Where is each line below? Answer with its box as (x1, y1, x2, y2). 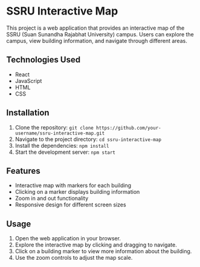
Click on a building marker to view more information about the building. (15, 248, 192, 255)
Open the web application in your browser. (15, 235, 121, 242)
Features (6, 165, 40, 176)
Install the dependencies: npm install (15, 142, 109, 149)
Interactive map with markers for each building (15, 182, 132, 189)
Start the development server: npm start (15, 148, 116, 156)
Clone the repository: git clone (15, 124, 94, 131)
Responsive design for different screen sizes (15, 201, 126, 208)
